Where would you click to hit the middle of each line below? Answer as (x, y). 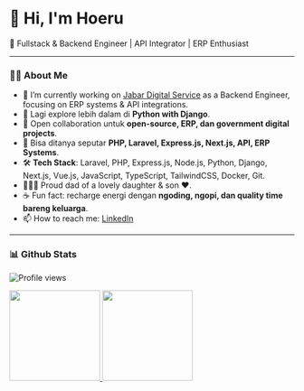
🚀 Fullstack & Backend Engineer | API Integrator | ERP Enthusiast (129, 43)
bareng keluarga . (55, 209)
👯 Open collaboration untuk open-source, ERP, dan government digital (156, 124)
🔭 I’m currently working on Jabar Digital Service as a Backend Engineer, (156, 95)
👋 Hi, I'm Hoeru (66, 19)
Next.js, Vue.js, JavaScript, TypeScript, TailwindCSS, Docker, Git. (143, 176)
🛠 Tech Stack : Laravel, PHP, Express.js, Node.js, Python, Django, (145, 163)
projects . (39, 134)
